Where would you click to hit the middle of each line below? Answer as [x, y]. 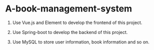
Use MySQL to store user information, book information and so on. [81, 42]
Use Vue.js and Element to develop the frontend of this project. [77, 22]
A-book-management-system [69, 9]
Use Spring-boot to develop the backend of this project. [70, 32]
